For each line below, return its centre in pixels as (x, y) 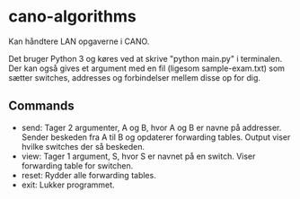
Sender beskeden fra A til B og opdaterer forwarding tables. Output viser (156, 137)
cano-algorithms (72, 17)
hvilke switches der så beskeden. (83, 146)
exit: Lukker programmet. (68, 185)
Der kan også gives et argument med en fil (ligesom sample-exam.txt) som (146, 68)
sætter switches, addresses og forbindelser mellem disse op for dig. (135, 77)
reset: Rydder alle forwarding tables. (88, 175)
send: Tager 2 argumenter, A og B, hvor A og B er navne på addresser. (151, 127)
